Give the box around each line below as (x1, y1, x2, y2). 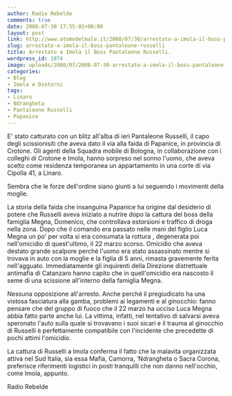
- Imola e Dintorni (7, 81, 64, 88)
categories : (7, 68, 41, 75)
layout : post (7, 29, 45, 37)
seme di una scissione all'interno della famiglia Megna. (7, 276, 163, 284)
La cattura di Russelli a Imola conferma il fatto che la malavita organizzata (7, 347, 216, 355)
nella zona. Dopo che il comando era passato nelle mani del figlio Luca (7, 225, 209, 233)
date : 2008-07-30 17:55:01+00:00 (7, 23, 104, 30)
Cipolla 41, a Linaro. (7, 169, 64, 177)
